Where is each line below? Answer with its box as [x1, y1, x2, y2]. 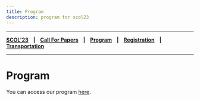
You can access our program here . [6, 89, 91, 96]
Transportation [6, 42, 45, 49]
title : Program [6, 8, 44, 15]
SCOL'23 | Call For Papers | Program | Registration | [6, 36, 162, 43]
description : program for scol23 [6, 14, 89, 20]
